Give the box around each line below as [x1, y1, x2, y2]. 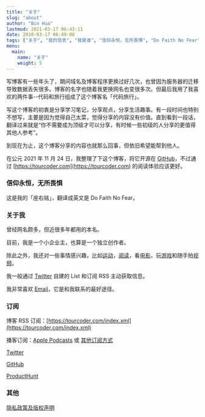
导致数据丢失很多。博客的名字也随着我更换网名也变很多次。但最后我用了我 [6, 85, 193, 92]
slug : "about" [6, 15, 43, 21]
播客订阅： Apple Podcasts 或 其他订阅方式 [6, 336, 113, 344]
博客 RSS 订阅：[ [6, 317, 49, 324]
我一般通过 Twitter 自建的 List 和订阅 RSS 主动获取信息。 [6, 272, 148, 280]
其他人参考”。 [6, 129, 41, 136]
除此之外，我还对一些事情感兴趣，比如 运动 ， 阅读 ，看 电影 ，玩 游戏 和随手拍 [6, 252, 193, 259]
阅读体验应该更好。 [137, 162, 186, 170]
